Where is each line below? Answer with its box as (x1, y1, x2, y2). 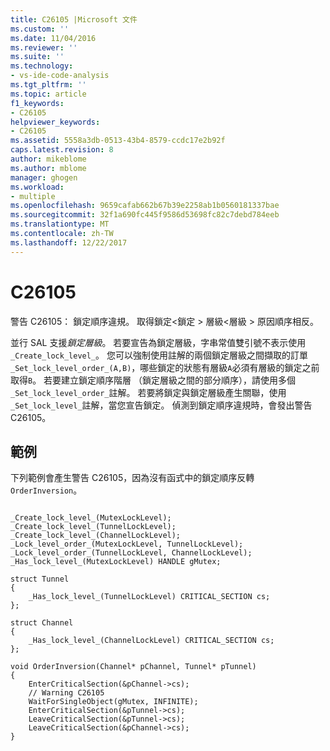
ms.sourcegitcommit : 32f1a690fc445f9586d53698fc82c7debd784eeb (10, 210, 280, 220)
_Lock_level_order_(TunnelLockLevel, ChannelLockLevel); (10, 548, 253, 558)
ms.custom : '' (10, 24, 70, 34)
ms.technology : (10, 61, 74, 71)
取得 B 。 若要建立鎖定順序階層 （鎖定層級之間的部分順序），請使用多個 (10, 374, 297, 386)
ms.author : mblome (10, 163, 87, 173)
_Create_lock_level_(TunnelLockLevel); (10, 522, 177, 532)
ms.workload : (10, 182, 65, 192)
